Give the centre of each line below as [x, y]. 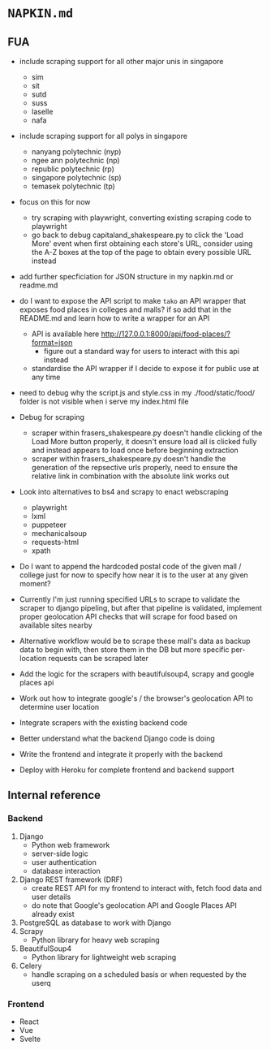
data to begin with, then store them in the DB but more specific [124, 650]
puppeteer [49, 525]
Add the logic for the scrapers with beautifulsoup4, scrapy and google [137, 674]
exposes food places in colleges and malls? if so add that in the [125, 309]
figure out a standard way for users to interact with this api [142, 351]
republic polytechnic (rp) [73, 169]
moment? [35, 583]
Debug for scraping [52, 417]
